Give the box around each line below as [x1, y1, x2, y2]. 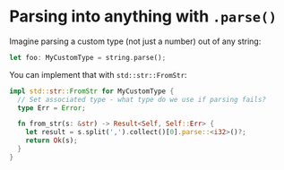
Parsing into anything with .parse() [9, 6, 278, 27]
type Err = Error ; [17, 103, 87, 113]
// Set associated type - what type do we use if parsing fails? [17, 95, 267, 104]
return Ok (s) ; [25, 136, 78, 145]
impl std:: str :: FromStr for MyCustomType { [9, 87, 175, 96]
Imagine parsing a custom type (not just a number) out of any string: [9, 36, 262, 47]
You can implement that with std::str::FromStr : [9, 69, 187, 80]
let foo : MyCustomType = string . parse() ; [9, 53, 167, 62]
